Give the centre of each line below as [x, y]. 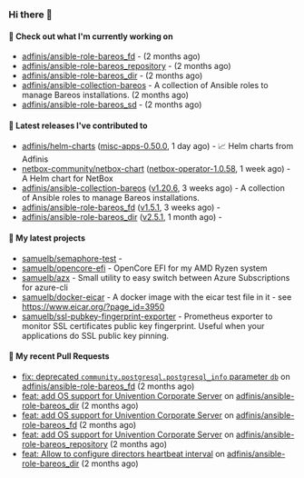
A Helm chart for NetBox [68, 179]
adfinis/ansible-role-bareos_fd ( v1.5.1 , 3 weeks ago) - [121, 207]
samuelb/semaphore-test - [72, 258]
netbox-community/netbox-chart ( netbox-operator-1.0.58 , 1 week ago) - [156, 169]
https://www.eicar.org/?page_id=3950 [93, 306]
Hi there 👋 [31, 15]
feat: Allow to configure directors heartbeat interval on [123, 453]
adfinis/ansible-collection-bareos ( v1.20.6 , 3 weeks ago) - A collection [153, 188]
